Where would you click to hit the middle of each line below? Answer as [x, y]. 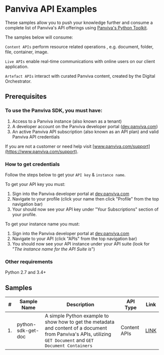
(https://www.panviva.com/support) [41, 151]
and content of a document [76, 328]
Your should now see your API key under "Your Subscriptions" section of [85, 209]
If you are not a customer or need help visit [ [50, 146]
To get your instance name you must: [42, 224]
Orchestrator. [18, 81]
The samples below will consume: [39, 37]
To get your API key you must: [35, 184]
